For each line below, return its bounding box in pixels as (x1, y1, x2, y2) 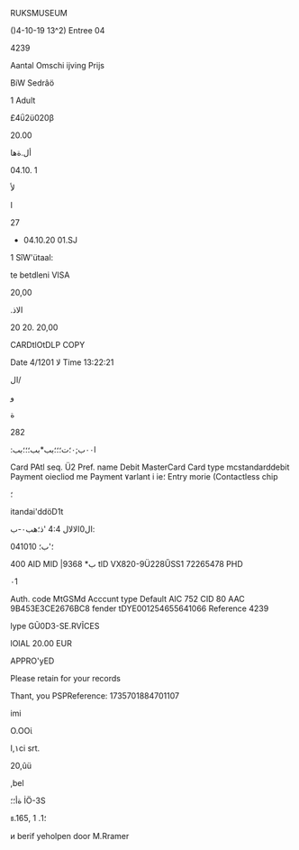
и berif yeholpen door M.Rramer (10, 831, 130, 841)
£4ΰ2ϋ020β (10, 113, 55, 123)
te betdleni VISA (10, 270, 70, 280)
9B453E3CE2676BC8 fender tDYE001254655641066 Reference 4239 (10, 603, 269, 614)
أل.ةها (10, 148, 32, 158)
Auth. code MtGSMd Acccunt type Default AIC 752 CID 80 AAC (10, 594, 246, 604)
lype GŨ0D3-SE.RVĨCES (10, 621, 100, 631)
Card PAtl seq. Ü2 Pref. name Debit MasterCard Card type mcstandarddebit (10, 462, 290, 472)
